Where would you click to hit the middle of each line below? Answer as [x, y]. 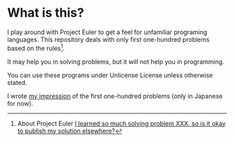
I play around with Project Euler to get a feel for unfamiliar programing [107, 32]
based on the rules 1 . [36, 47]
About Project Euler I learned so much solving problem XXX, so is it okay [122, 123]
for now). [20, 103]
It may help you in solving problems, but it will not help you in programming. [116, 61]
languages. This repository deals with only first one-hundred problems [109, 39]
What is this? [46, 13]
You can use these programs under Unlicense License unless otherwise [110, 75]
